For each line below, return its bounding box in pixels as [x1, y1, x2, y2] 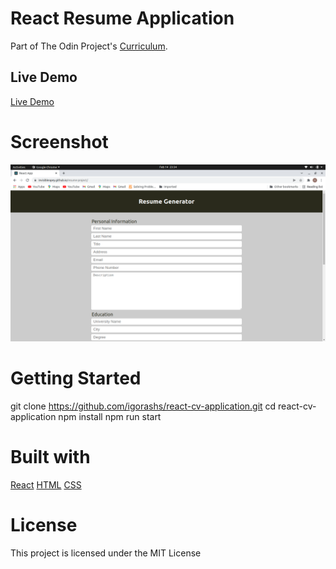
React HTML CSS [10, 479, 82, 491]
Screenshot [10, 130, 109, 153]
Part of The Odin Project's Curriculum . [10, 40, 168, 52]
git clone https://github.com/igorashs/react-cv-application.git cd [10, 400, 277, 412]
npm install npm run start [58, 411, 162, 423]
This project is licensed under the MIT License [10, 547, 202, 559]
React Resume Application [10, 7, 235, 30]
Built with [10, 446, 91, 469]
